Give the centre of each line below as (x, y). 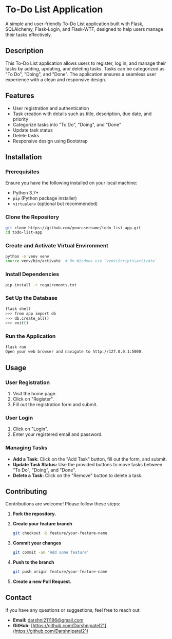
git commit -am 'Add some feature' (51, 553)
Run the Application (31, 336)
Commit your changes (37, 543)
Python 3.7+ (26, 193)
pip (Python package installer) (45, 198)
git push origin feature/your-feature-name (60, 572)
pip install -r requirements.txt (41, 285)
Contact (18, 598)
